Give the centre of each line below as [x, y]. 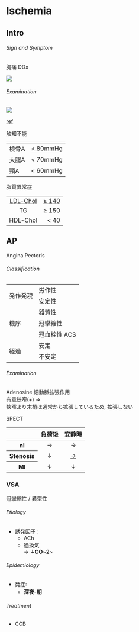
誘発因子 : [27, 531]
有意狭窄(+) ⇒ [23, 399]
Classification [23, 269]
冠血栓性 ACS [57, 334]
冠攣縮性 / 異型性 [27, 498]
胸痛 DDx [17, 67]
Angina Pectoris [26, 255]
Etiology [16, 512]
